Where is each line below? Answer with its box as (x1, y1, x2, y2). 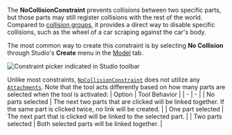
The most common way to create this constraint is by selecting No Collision (7, 42, 224, 49)
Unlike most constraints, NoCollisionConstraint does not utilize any (7, 75, 201, 84)
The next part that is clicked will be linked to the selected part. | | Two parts (7, 112, 222, 120)
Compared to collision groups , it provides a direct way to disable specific (7, 21, 215, 28)
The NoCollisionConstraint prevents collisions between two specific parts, (7, 6, 222, 14)
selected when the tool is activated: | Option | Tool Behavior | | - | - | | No (7, 90, 215, 98)
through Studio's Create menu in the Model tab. (7, 48, 144, 57)
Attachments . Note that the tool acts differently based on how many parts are (7, 83, 226, 91)
